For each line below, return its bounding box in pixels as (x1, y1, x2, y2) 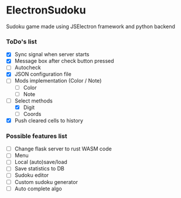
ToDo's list (6, 37, 37, 46)
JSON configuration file (14, 71, 71, 78)
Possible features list (6, 132, 67, 140)
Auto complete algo (14, 185, 63, 192)
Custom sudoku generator (14, 178, 78, 185)
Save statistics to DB (14, 165, 64, 172)
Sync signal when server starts (14, 51, 90, 58)
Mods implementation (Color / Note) (14, 77, 102, 84)
